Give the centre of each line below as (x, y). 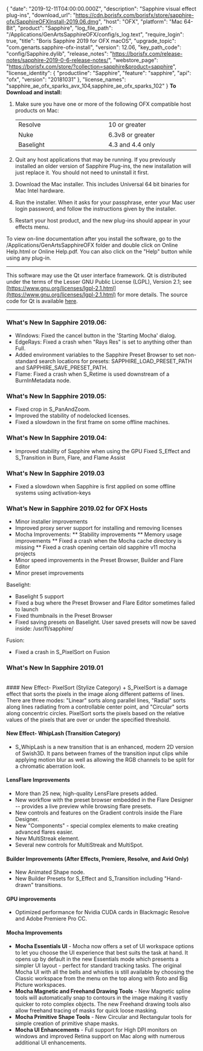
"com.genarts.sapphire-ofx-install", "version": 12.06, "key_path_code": (94, 47)
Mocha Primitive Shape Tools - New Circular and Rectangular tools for (103, 1017)
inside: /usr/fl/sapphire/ (44, 629)
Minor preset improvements (50, 573)
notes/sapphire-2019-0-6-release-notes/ (57, 60)
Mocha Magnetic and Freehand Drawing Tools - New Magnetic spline (103, 991)
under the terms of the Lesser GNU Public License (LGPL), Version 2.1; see (99, 281)
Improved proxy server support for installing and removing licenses (98, 528)
